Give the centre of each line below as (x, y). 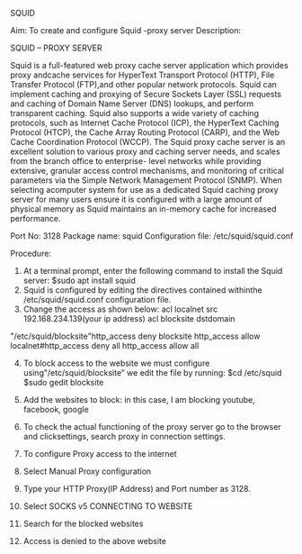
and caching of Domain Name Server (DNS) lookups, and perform (132, 104)
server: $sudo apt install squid (79, 280)
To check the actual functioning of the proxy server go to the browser (152, 427)
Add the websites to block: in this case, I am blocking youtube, (139, 400)
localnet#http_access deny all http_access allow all (105, 345)
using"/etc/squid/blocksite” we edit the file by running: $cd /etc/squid (152, 372)
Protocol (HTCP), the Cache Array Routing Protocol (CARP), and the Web (145, 132)
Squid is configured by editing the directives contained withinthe (143, 290)
